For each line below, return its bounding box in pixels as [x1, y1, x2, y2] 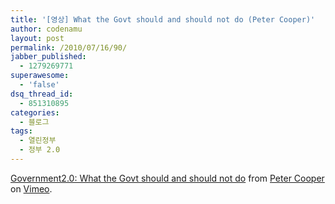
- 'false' [19, 80, 60, 90]
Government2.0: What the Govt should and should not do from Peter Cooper [10, 172, 325, 184]
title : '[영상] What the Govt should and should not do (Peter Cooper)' [10, 14, 316, 25]
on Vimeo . [10, 182, 53, 195]
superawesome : [10, 71, 70, 81]
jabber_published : [10, 52, 87, 62]
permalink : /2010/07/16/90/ [10, 42, 128, 53]
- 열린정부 [19, 136, 57, 146]
